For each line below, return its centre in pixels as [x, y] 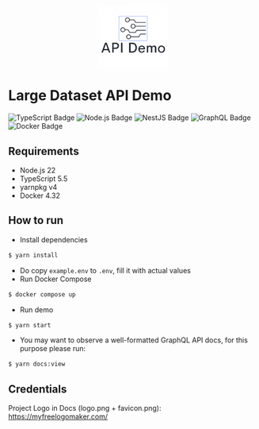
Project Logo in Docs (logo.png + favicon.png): [85, 408]
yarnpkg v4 [38, 187]
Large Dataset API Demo [90, 96]
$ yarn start [30, 325]
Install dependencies [54, 239]
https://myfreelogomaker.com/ [58, 417]
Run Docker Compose [55, 279]
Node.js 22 [38, 170]
